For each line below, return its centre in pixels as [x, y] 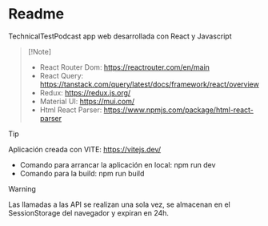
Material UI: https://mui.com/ [87, 101]
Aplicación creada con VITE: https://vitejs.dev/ [85, 149]
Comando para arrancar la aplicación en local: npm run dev [118, 164]
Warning [22, 188]
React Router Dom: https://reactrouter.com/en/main [125, 67]
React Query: [62, 75]
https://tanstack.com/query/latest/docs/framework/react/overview [150, 84]
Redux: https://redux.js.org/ [85, 92]
